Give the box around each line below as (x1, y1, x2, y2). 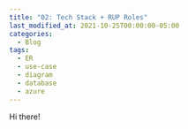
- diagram (17, 71, 53, 80)
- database (17, 79, 57, 87)
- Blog (17, 37, 41, 47)
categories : (9, 29, 53, 38)
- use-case (17, 63, 57, 72)
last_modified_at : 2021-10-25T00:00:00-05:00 (9, 21, 179, 30)
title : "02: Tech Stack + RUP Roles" (9, 12, 148, 22)
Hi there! (9, 111, 41, 122)
